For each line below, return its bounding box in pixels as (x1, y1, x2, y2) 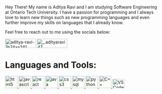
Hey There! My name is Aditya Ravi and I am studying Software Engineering (5, 4, 157, 10)
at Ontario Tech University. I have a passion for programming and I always (5, 9, 154, 15)
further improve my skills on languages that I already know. (5, 19, 124, 25)
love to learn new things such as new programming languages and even (5, 15, 150, 20)
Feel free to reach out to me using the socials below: (5, 29, 111, 35)
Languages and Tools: (5, 59, 97, 71)
